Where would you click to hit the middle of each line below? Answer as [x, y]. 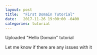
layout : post [19, 10]
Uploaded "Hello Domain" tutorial [39, 38]
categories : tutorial [28, 24]
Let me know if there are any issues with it [49, 47]
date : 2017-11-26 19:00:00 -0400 [42, 19]
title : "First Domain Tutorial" [40, 14]
